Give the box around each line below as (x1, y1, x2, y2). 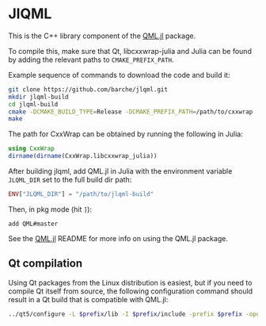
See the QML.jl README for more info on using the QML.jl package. (8, 233, 228, 243)
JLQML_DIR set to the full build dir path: (8, 175, 132, 185)
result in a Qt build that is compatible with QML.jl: (8, 294, 169, 304)
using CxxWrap (8, 144, 55, 153)
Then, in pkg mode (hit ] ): (8, 204, 93, 214)
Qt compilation (8, 257, 83, 270)
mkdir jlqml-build (8, 93, 69, 101)
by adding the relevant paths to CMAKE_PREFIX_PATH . (8, 55, 174, 64)
